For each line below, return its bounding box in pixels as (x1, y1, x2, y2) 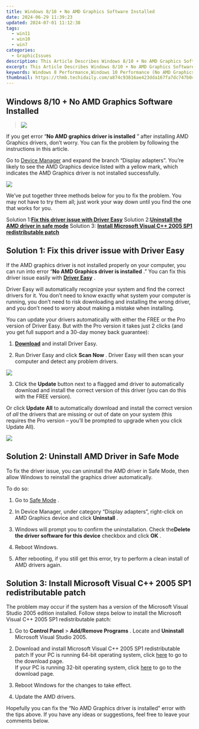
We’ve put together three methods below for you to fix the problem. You (6, 192, 182, 199)
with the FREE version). (14, 393, 72, 400)
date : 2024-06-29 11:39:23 (6, 14, 73, 20)
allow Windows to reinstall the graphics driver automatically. (6, 473, 153, 480)
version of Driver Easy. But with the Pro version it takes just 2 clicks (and (6, 322, 183, 329)
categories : (6, 47, 36, 53)
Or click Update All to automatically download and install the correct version (6, 404, 192, 412)
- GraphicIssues (11, 53, 52, 59)
